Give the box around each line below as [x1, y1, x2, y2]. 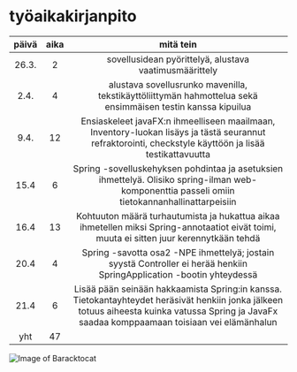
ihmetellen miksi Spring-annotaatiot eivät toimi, [79, 221, 277, 233]
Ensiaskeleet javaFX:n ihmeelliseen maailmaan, [80, 115, 276, 127]
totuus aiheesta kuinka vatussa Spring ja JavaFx [78, 305, 278, 317]
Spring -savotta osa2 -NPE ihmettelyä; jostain [81, 246, 275, 258]
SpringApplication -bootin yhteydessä [98, 268, 258, 280]
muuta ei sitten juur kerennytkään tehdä [95, 232, 261, 244]
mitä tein [158, 38, 197, 50]
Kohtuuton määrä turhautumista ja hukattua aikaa [76, 209, 280, 222]
